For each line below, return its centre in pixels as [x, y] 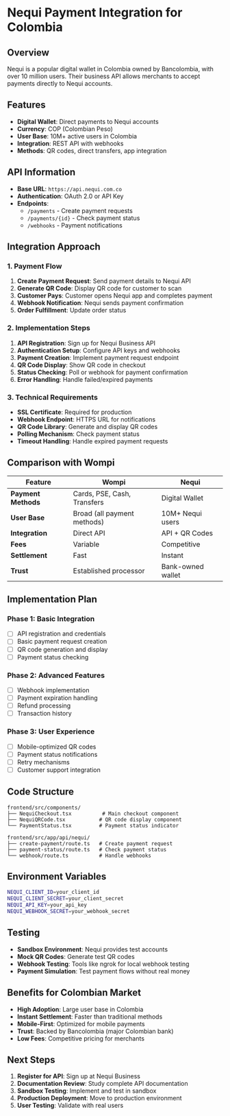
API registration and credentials [61, 634]
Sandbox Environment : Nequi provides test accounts [92, 949]
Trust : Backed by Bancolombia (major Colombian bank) [95, 1031]
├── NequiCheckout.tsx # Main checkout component [93, 814]
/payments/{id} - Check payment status [84, 218]
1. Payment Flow [35, 266]
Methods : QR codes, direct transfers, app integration [92, 150]
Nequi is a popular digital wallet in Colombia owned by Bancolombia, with [111, 69]
